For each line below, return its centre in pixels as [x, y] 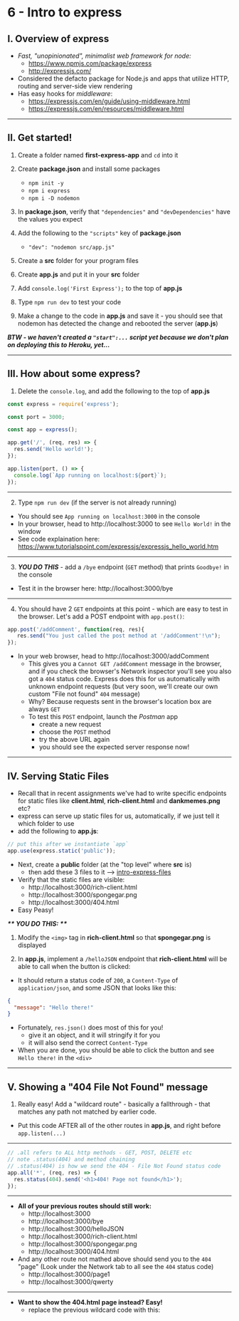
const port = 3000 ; [36, 417]
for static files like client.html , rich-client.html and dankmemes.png [119, 801]
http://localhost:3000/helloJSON [76, 1229]
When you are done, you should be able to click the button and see [116, 1050]
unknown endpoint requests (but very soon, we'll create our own [123, 687]
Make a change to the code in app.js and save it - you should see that [120, 316]
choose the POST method [75, 732]
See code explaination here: [59, 539]
